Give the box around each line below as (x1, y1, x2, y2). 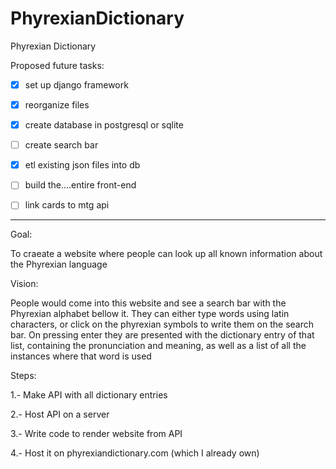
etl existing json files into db (24, 159, 141, 171)
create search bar (24, 139, 99, 151)
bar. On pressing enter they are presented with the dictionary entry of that (10, 329, 315, 341)
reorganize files (24, 99, 90, 111)
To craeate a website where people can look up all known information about (10, 248, 323, 260)
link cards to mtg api (24, 199, 110, 211)
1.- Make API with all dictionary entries (10, 389, 168, 401)
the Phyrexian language (10, 258, 108, 271)
